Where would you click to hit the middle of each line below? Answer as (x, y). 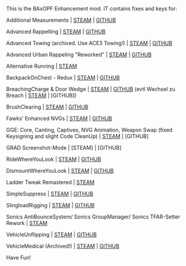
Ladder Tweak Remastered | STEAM (51, 182)
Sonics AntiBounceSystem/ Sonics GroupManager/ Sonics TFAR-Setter (93, 217)
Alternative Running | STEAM (42, 66)
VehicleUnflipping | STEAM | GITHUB (51, 235)
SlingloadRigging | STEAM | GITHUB (51, 205)
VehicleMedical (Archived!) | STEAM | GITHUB (63, 246)
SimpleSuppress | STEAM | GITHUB (50, 194)
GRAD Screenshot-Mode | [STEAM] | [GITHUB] (64, 148)
